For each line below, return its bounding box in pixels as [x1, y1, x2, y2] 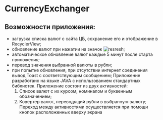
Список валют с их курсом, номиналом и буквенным [19, 88, 132, 94]
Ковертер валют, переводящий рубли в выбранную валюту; [19, 99, 147, 104]
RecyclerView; [11, 41, 42, 47]
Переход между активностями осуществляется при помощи [19, 104, 148, 110]
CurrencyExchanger [4, 3, 90, 14]
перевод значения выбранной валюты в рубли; [11, 62, 112, 68]
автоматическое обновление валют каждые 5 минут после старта [11, 51, 153, 57]
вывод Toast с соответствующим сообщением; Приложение [11, 73, 141, 78]
